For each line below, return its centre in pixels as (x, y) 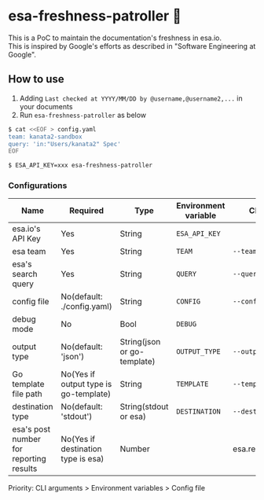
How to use (36, 79)
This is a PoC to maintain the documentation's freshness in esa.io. (115, 38)
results (25, 469)
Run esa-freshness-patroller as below (83, 115)
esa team (29, 252)
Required (87, 211)
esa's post (31, 429)
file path (27, 394)
